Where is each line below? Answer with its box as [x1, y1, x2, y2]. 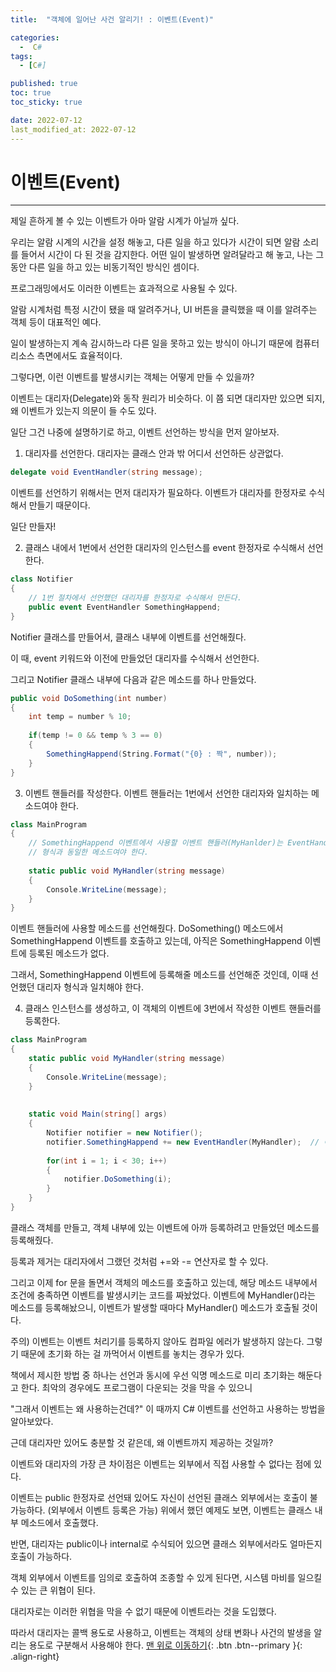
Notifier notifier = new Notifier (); [46, 1128, 203, 1138]
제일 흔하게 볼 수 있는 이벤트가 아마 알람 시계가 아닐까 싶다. [10, 215, 240, 227]
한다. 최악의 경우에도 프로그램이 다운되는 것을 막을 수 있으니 [20, 1381, 253, 1393]
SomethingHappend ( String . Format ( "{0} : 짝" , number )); [46, 749, 278, 759]
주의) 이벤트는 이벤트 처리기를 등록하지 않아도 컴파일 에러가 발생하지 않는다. [10, 1335, 305, 1347]
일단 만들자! [10, 521, 57, 533]
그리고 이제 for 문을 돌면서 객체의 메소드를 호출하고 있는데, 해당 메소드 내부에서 [10, 1276, 318, 1288]
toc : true [10, 88, 52, 98]
